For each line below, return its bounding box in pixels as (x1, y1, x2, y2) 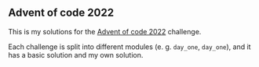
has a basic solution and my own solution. (8, 50, 144, 59)
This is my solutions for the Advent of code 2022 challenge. (8, 26, 202, 36)
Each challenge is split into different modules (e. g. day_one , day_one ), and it (8, 42, 251, 51)
